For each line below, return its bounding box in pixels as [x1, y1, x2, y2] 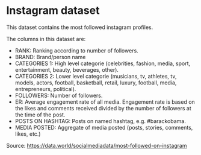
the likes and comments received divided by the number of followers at [14, 104, 191, 112]
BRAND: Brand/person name [14, 53, 86, 60]
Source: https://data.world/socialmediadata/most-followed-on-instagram [6, 142, 187, 149]
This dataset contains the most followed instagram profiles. [6, 24, 153, 31]
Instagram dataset [6, 4, 100, 17]
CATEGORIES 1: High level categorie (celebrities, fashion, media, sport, [14, 60, 191, 67]
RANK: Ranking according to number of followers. [14, 46, 138, 54]
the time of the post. [14, 111, 66, 118]
